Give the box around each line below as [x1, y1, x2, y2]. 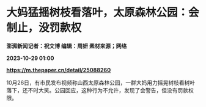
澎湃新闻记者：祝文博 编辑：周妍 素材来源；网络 [6, 42, 127, 50]
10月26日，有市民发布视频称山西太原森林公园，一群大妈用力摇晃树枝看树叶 [6, 79, 196, 86]
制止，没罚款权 [6, 21, 82, 35]
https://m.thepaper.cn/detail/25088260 [6, 66, 111, 73]
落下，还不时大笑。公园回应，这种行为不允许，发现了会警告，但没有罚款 [6, 86, 188, 94]
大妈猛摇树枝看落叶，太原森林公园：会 [6, 6, 200, 20]
